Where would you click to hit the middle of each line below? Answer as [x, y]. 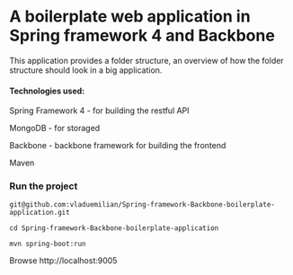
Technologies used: [47, 91]
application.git [40, 213]
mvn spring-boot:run [48, 244]
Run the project [44, 186]
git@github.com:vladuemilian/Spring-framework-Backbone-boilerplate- [142, 205]
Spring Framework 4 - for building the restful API [100, 111]
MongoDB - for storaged [55, 129]
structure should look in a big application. [86, 70]
